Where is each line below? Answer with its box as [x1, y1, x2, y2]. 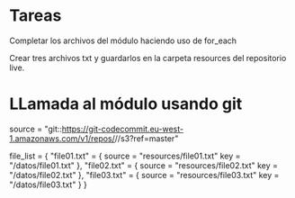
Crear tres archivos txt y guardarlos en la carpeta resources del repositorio [9, 52, 287, 63]
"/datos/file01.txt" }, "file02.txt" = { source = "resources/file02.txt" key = [9, 159, 279, 171]
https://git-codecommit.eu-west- [61, 123, 184, 134]
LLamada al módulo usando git [9, 94, 243, 114]
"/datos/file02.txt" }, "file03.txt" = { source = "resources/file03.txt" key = [9, 169, 280, 180]
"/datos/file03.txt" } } [9, 179, 88, 190]
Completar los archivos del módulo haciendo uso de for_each [9, 35, 237, 46]
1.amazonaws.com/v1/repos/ [9, 132, 115, 144]
